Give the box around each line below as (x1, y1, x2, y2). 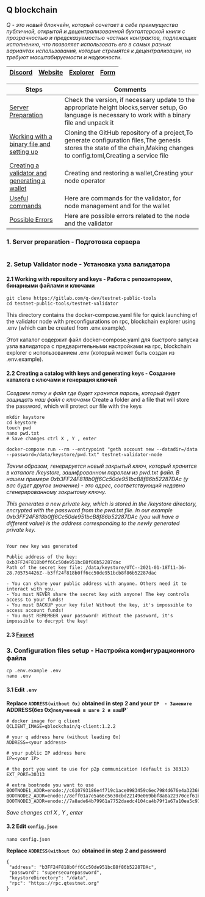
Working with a (9, 132, 52, 140)
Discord (9, 68, 33, 76)
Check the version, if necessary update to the (64, 95, 195, 104)
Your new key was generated (6, 543, 78, 550)
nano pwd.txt (6, 430, 40, 437)
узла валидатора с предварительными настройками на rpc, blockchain (6, 343, 192, 350)
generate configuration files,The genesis (64, 136, 181, 144)
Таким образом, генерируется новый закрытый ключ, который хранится (6, 462, 197, 470)
